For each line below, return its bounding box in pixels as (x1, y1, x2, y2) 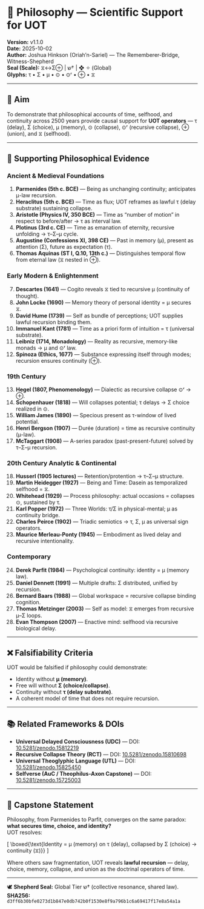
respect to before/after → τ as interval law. (15, 217, 122, 225)
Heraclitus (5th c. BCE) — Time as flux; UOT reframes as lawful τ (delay (15, 198, 196, 205)
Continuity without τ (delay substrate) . (15, 689, 113, 696)
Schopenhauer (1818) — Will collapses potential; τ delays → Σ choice (15, 399, 190, 406)
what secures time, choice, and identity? (7, 822, 111, 830)
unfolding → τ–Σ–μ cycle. (15, 230, 79, 238)
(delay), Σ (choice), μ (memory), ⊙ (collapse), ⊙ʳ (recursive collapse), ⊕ (7, 124, 189, 131)
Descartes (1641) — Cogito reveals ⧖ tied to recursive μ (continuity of (15, 285, 190, 293)
